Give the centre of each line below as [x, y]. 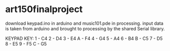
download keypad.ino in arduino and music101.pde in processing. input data [84, 23]
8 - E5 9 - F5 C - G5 [26, 43]
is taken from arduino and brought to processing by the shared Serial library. [85, 28]
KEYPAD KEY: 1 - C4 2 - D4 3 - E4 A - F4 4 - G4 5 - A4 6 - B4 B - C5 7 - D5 [84, 38]
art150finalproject [44, 9]
